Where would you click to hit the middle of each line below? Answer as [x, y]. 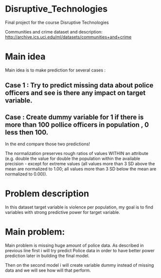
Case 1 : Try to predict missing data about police [79, 85]
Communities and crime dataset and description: [54, 32]
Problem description [47, 194]
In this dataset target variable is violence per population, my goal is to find [79, 207]
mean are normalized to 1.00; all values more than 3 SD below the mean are [81, 169]
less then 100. [27, 132]
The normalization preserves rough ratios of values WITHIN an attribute [77, 154]
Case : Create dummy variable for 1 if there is [74, 117]
